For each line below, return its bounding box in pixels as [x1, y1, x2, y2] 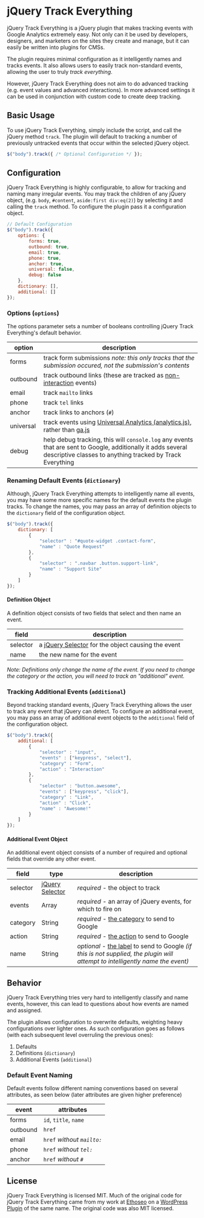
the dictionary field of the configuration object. [7, 509, 126, 517]
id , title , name [43, 1116, 84, 1124]
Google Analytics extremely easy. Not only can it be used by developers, [7, 30, 188, 38]
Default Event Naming [7, 1071, 73, 1079]
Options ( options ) [7, 309, 59, 317]
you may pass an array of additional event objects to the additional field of [7, 714, 195, 721]
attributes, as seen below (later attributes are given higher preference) [7, 1091, 182, 1099]
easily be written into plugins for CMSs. [7, 44, 105, 51]
